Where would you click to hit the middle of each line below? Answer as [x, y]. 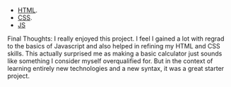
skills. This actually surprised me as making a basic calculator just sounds [115, 53]
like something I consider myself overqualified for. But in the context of [110, 61]
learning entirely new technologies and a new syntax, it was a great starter [116, 68]
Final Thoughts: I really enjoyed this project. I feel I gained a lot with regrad [116, 39]
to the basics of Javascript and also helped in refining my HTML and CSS [114, 46]
